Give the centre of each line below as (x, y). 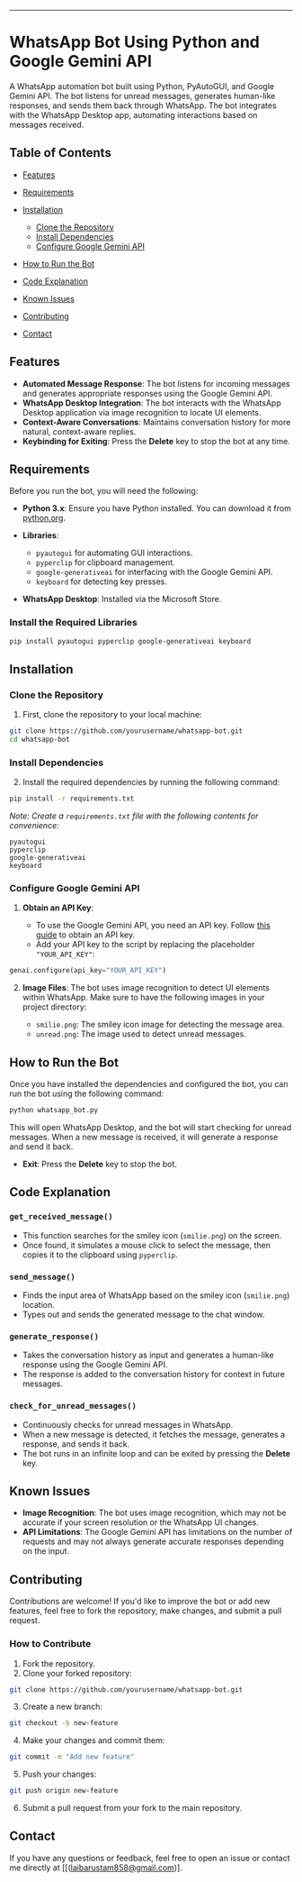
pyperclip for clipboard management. (105, 562)
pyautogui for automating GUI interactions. (114, 553)
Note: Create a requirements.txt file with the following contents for (134, 816)
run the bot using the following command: (87, 1094)
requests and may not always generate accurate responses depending (153, 1541)
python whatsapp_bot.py (54, 1110)
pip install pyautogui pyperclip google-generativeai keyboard (130, 641)
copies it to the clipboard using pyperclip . (100, 1255)
